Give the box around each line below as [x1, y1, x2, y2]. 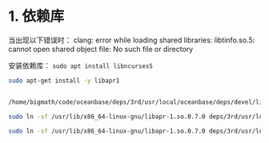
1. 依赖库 [8, 7, 65, 26]
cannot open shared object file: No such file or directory [8, 44, 194, 54]
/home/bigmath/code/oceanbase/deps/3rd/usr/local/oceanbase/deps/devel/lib [8, 97, 267, 106]
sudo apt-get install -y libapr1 [8, 77, 120, 85]
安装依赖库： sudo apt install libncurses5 [8, 61, 154, 70]
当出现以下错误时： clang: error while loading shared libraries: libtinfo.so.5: [8, 35, 255, 45]
